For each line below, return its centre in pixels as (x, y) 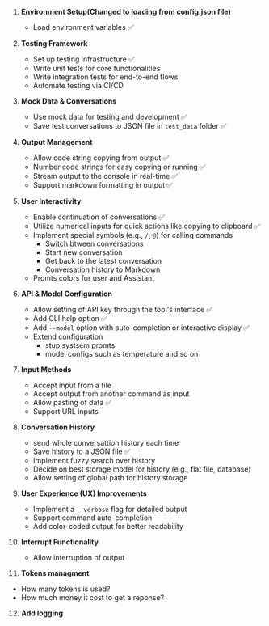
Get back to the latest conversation (103, 261)
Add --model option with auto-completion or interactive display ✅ (141, 328)
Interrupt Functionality (60, 542)
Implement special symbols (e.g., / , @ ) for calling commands (133, 235)
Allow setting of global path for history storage (110, 478)
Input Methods (46, 370)
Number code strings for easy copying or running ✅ (119, 167)
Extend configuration (68, 336)
